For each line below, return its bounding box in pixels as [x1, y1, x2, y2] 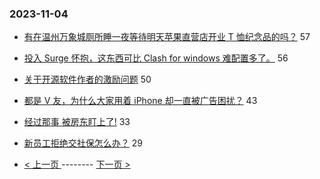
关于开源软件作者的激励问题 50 [23, 73, 152, 86]
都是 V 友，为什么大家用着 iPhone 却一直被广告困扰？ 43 [23, 95, 258, 107]
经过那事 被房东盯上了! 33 [23, 116, 131, 128]
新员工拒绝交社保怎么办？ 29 [23, 137, 143, 149]
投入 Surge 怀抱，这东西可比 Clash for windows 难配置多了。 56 [23, 52, 289, 64]
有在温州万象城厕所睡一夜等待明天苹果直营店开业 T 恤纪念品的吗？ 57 [23, 31, 311, 43]
